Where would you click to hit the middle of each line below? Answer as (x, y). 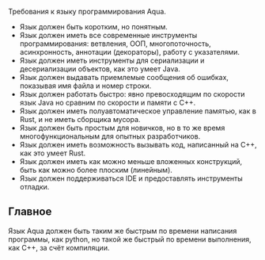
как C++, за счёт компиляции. (59, 247)
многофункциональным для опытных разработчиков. (110, 136)
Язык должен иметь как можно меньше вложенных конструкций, (131, 161)
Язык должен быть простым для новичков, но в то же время (122, 128)
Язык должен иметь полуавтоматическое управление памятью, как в (138, 111)
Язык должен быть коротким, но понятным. (94, 27)
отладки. (34, 187)
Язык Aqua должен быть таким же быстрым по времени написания (123, 231)
